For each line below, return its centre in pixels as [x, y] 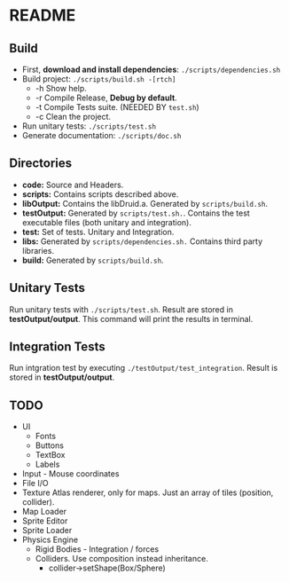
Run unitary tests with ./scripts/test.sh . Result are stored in [121, 309]
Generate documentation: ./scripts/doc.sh [102, 135]
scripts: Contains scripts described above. [100, 194]
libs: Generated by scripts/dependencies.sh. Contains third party [142, 241]
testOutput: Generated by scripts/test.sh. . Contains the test [136, 213]
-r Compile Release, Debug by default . [106, 98]
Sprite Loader [47, 531]
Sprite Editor [45, 521]
